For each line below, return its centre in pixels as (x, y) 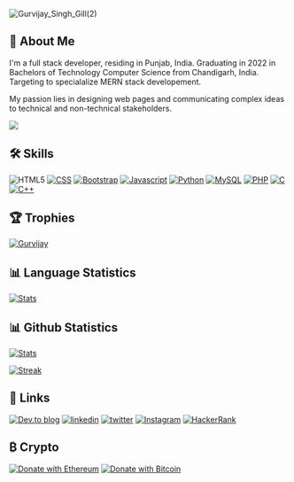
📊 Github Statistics (63, 327)
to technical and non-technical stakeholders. (91, 108)
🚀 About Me (42, 41)
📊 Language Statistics (73, 272)
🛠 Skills (32, 154)
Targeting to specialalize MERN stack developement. (105, 82)
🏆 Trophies (42, 218)
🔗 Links (30, 398)
